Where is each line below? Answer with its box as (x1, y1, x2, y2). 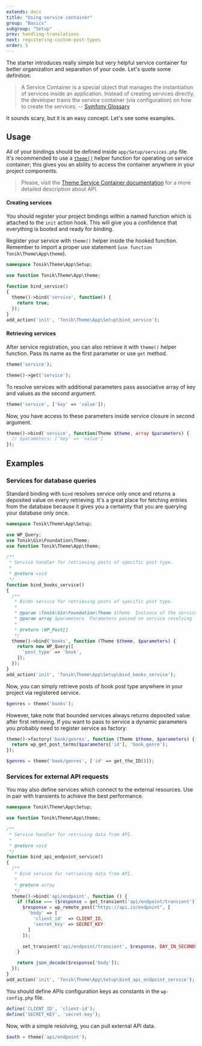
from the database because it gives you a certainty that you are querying (6, 502, 187, 510)
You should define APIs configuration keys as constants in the (6, 987, 160, 995)
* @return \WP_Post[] (14, 627, 69, 633)
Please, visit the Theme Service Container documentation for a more (20, 179, 191, 186)
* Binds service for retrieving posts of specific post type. (14, 598, 173, 605)
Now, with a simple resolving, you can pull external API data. (6, 1022, 156, 1029)
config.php (6, 995, 34, 1001)
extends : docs (6, 8, 42, 15)
